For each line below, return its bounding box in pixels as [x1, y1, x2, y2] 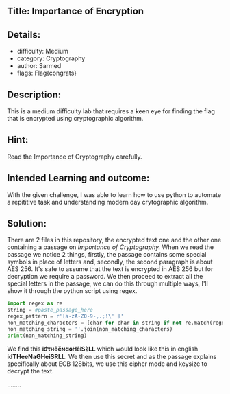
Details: [7, 29, 41, 40]
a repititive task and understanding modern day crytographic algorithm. [7, 198, 209, 206]
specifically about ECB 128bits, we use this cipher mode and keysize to [7, 360, 207, 368]
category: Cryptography [16, 54, 86, 62]
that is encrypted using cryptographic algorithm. [7, 115, 144, 123]
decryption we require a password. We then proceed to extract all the [7, 273, 203, 281]
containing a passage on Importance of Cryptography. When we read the [7, 243, 214, 251]
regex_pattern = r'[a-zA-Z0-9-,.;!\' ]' [7, 313, 125, 320]
